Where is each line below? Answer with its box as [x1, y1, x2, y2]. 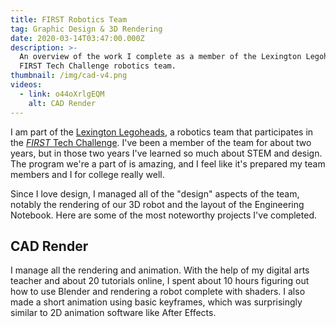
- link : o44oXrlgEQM [19, 89, 105, 99]
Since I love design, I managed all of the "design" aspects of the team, [10, 187, 300, 200]
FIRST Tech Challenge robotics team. [19, 61, 177, 71]
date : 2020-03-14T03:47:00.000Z [10, 33, 145, 43]
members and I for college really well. [10, 168, 165, 180]
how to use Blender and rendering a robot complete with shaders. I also [10, 286, 306, 298]
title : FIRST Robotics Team [10, 14, 128, 25]
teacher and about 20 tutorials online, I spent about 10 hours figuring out [10, 275, 310, 287]
